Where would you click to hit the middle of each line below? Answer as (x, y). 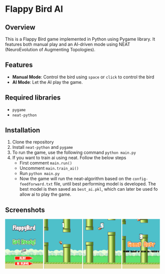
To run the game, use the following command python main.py (74, 153)
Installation (23, 130)
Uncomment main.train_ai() (49, 168)
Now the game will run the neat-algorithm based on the (75, 179)
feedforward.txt (36, 184)
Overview (20, 27)
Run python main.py (40, 173)
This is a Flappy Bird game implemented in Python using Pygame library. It (80, 39)
